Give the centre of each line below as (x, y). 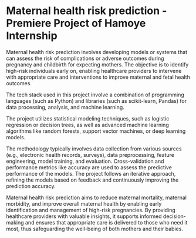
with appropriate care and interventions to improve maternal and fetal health (98, 77)
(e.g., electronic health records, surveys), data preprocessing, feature (90, 155)
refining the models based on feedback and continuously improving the (92, 180)
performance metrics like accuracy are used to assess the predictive (89, 167)
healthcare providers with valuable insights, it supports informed (84, 216)
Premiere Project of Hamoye (76, 23)
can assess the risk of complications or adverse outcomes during (85, 58)
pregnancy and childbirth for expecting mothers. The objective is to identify (97, 64)
